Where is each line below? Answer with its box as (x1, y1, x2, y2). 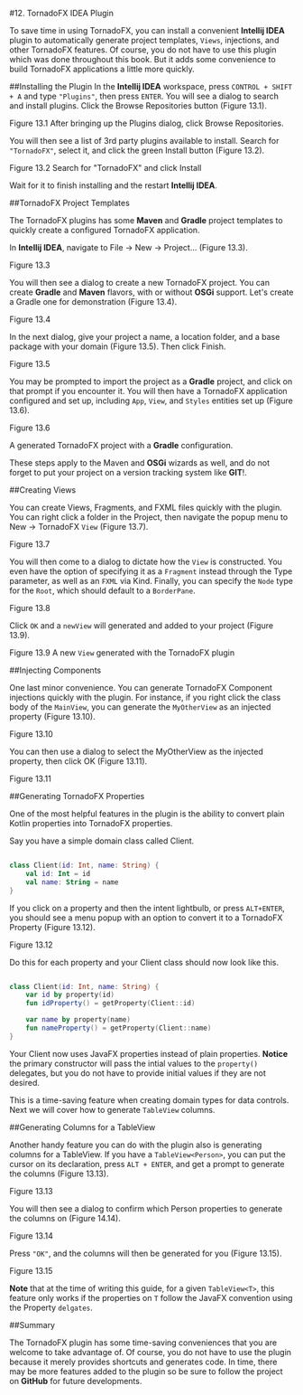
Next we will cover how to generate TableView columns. (9, 1104, 216, 1115)
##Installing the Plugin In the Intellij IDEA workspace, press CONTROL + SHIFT (9, 81, 293, 91)
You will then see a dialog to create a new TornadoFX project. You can (9, 278, 271, 287)
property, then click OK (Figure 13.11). (9, 756, 148, 767)
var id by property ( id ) (25, 990, 115, 1000)
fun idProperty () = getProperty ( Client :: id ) (25, 999, 196, 1008)
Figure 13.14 (9, 1230, 54, 1241)
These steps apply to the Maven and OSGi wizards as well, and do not (9, 457, 271, 468)
